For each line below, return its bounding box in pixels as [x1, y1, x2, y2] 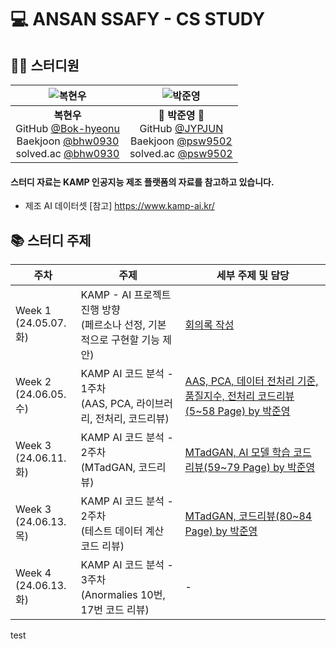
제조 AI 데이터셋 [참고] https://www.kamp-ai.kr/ [24, 200, 215, 212]
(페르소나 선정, [80, 318, 146, 332]
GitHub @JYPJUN [139, 122, 224, 135]
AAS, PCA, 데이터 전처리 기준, [184, 374, 319, 388]
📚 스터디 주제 [10, 232, 92, 249]
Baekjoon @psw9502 [129, 134, 233, 148]
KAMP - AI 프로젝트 [80, 288, 172, 302]
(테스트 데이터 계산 [80, 524, 165, 538]
